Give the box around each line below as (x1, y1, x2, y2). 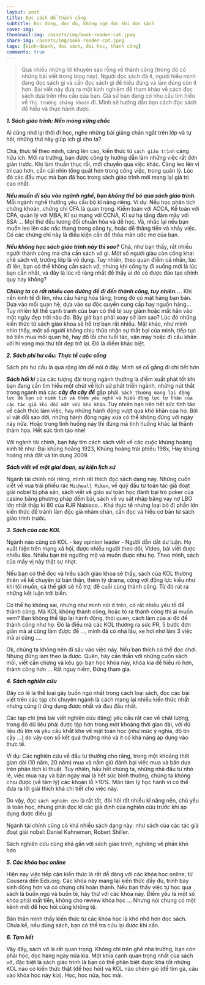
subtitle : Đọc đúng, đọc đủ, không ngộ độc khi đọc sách (6, 20, 155, 26)
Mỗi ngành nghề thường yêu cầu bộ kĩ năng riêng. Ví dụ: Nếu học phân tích (6, 198, 196, 206)
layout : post (6, 9, 40, 15)
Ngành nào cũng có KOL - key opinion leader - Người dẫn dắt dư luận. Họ (6, 538, 192, 546)
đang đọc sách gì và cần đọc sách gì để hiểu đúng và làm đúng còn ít (21, 79, 197, 86)
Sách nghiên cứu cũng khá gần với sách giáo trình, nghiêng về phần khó (6, 840, 188, 847)
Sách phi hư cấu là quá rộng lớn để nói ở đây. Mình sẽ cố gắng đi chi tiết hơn (6, 363, 199, 371)
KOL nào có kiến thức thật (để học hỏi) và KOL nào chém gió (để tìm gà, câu (6, 965, 198, 972)
